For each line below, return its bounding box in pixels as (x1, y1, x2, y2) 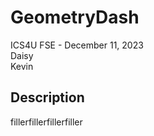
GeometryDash (10, 6, 140, 29)
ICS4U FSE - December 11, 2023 (10, 39, 144, 51)
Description (10, 89, 85, 106)
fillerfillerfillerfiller (10, 116, 83, 128)
